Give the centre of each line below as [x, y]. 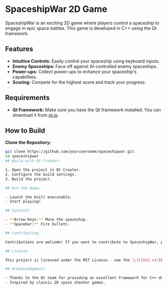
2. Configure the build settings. [41, 174]
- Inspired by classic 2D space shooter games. [55, 283]
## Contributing [22, 233]
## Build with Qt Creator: [33, 161]
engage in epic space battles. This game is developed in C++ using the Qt [81, 28]
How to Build [25, 130]
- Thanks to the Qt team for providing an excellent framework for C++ [81, 278]
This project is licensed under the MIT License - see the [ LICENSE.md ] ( [83, 260]
